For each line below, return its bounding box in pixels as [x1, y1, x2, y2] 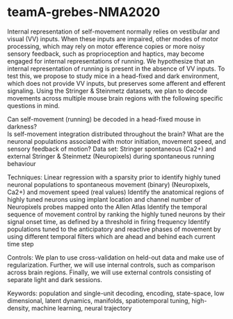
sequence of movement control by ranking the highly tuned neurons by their [7, 210, 226, 218]
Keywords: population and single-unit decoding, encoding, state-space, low [7, 289, 225, 297]
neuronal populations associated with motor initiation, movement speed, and [7, 137, 226, 145]
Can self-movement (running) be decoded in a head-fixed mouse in [7, 114, 201, 123]
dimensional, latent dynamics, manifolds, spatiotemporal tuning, [7, 296, 190, 304]
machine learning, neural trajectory [31, 304, 132, 312]
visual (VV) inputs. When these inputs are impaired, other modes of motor [7, 34, 219, 43]
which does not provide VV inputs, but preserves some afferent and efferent [7, 79, 226, 87]
